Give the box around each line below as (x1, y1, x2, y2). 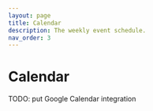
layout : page (8, 11, 51, 20)
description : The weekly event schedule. (8, 26, 147, 34)
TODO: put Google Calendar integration (8, 94, 136, 104)
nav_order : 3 (8, 33, 51, 42)
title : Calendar (8, 19, 62, 27)
